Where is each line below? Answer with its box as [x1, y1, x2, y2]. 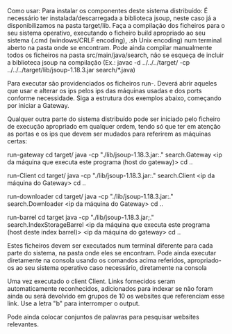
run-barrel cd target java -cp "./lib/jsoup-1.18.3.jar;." [7, 213, 154, 221]
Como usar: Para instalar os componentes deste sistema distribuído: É [7, 7, 208, 15]
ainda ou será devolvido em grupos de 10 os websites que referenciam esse [7, 292, 225, 300]
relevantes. [7, 320, 40, 328]
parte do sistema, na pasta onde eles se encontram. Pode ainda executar [7, 249, 217, 257]
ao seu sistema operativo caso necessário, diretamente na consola [15, 264, 207, 271]
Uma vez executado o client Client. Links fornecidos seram [7, 277, 176, 285]
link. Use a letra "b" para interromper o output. [7, 299, 140, 308]
